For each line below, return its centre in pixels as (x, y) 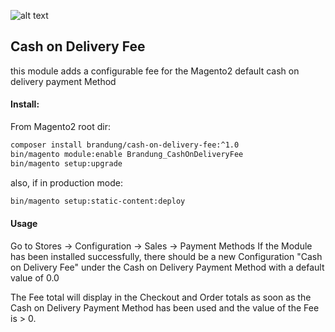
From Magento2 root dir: (60, 127)
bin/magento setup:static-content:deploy (98, 201)
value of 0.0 (35, 277)
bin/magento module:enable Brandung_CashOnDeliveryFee (127, 154)
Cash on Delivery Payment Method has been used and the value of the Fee (165, 307)
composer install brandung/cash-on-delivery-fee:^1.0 (125, 145)
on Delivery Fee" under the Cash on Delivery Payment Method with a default (167, 267)
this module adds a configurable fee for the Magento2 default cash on (155, 71)
